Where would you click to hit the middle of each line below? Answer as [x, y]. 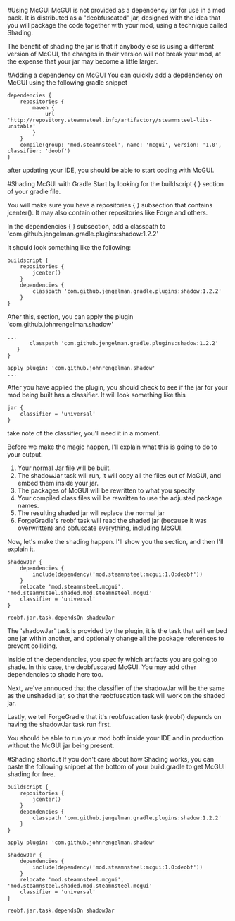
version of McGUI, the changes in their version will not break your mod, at [114, 54]
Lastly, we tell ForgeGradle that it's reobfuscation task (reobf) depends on [114, 717]
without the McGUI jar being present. [61, 745]
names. [28, 505]
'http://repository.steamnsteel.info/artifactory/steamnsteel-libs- [110, 120]
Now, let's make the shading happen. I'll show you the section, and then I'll [115, 542]
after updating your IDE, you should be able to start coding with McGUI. [111, 170]
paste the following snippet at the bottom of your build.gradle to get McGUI [116, 766]
